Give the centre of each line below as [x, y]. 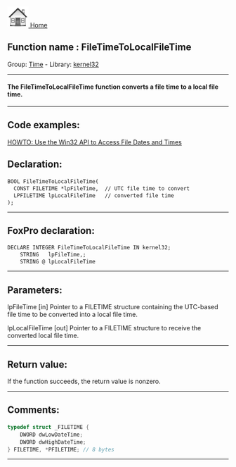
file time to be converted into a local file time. [73, 315]
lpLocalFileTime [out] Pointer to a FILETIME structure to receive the [104, 328]
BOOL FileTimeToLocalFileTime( [53, 181]
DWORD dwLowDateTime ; [51, 435]
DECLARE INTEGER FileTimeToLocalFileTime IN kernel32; [89, 248]
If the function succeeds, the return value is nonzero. [84, 381]
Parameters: [35, 290]
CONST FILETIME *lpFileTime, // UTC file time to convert [102, 188]
